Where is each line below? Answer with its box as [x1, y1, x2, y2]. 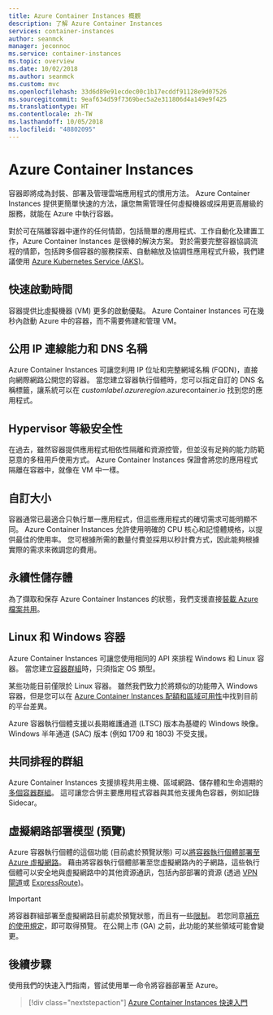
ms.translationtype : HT [8, 102, 89, 111]
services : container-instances [8, 27, 115, 35]
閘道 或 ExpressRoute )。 [8, 878, 88, 887]
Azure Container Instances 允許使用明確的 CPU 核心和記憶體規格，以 [24, 524, 256, 534]
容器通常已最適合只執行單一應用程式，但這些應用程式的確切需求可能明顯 [8, 514, 250, 524]
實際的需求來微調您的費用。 [8, 544, 102, 554]
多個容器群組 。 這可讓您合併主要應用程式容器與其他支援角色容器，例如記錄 [8, 788, 260, 798]
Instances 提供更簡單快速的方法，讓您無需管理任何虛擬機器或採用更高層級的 [8, 198, 264, 208]
